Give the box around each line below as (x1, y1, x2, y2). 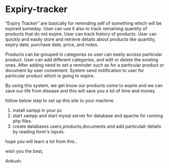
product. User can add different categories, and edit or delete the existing (5, 56, 158, 62)
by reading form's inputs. (12, 128, 65, 134)
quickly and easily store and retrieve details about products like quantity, (5, 36, 156, 42)
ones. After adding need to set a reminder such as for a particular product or (5, 62, 164, 68)
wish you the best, (5, 148, 44, 154)
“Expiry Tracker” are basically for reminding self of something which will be (5, 20, 162, 26)
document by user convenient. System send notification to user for (5, 67, 144, 73)
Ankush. (5, 157, 23, 164)
